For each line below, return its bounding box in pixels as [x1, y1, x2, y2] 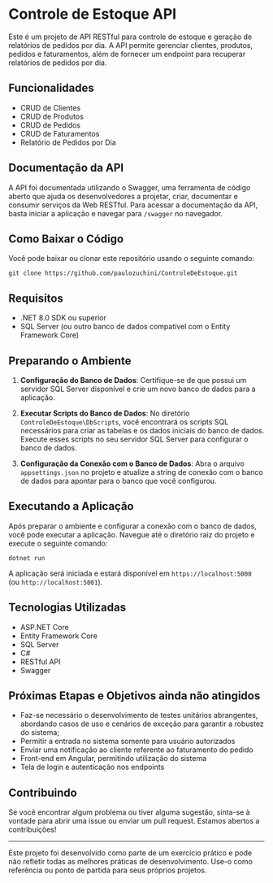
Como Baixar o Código [8, 232, 124, 246]
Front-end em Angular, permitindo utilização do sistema [19, 754, 207, 763]
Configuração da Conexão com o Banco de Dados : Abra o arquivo [19, 459, 245, 468]
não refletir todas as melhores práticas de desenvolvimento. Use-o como [8, 857, 253, 867]
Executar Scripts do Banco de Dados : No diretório [19, 408, 190, 418]
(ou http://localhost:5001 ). [8, 576, 103, 586]
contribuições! [8, 824, 57, 834]
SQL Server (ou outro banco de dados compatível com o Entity [19, 322, 231, 332]
